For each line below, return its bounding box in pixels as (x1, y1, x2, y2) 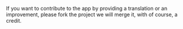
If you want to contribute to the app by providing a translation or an (6, 5, 168, 12)
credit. (6, 17, 22, 24)
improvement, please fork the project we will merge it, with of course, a (6, 11, 178, 18)
